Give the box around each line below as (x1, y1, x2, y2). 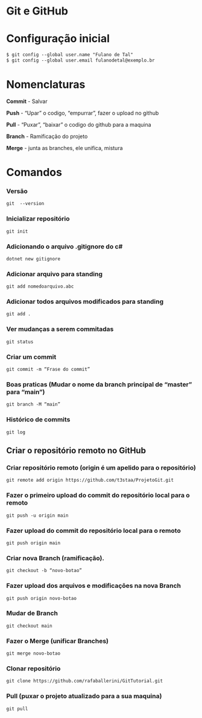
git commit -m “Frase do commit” (6, 367, 90, 373)
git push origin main (6, 540, 61, 546)
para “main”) (6, 388, 45, 396)
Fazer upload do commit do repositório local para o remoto (6, 526, 181, 535)
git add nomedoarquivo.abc (6, 283, 74, 290)
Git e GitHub (6, 4, 68, 18)
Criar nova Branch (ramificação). (6, 553, 104, 562)
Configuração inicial (6, 32, 110, 46)
